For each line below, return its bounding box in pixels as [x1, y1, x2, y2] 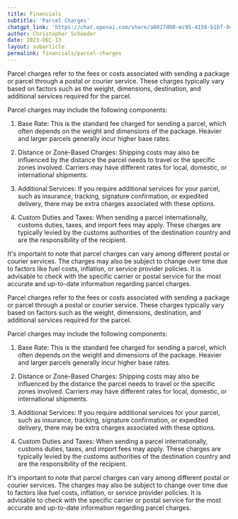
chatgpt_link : [7, 23, 50, 30]
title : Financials [7, 10, 62, 18]
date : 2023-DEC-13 [7, 37, 62, 44]
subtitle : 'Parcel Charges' [7, 17, 91, 24]
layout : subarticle [7, 43, 65, 50]
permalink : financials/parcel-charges [7, 50, 122, 57]
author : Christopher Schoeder [7, 30, 97, 38]
